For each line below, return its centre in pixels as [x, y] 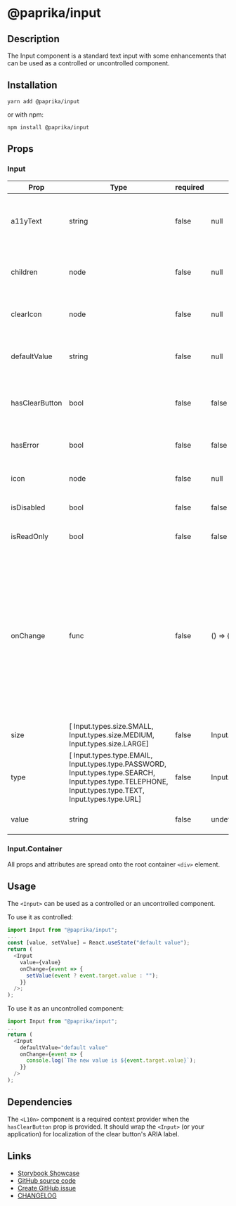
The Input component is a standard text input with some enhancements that [117, 56]
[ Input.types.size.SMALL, [111, 726]
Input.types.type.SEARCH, [112, 772]
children [24, 272]
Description [33, 39]
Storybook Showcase [48, 1173]
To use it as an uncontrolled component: [66, 1009]
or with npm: [26, 115]
